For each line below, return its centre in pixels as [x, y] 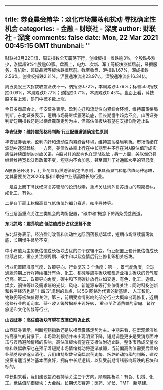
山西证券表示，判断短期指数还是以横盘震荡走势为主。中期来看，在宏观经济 [79, 330]
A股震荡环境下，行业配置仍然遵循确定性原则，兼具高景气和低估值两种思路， [81, 170]
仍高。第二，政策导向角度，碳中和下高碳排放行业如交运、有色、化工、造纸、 [81, 279]
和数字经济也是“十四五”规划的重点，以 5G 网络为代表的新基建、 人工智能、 [80, 291]
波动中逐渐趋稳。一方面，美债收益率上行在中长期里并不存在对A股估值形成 [79, 148]
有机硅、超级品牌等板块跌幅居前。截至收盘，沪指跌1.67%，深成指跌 [81, 70]
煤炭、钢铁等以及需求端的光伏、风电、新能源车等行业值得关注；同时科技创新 [81, 285]
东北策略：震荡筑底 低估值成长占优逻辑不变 [48, 223]
